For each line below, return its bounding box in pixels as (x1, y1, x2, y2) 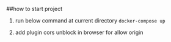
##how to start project (6, 5, 63, 12)
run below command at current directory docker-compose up (15, 17, 166, 24)
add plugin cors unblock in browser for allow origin (15, 29, 144, 36)
